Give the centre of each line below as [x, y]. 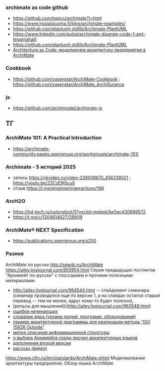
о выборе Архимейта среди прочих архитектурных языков [75, 338]
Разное [15, 254]
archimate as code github [37, 7]
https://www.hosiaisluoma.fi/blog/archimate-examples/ [69, 23]
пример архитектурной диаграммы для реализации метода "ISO [82, 322]
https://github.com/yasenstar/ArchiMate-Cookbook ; [66, 79]
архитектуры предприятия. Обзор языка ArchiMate [59, 363]
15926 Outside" [28, 327]
